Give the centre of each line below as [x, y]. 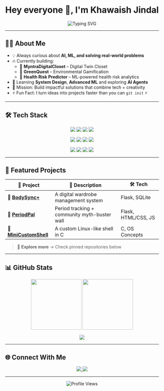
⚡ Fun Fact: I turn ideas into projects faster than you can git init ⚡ [80, 93]
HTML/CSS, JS [138, 218]
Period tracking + [74, 209]
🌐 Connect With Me [36, 357]
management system [79, 200]
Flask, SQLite [136, 197]
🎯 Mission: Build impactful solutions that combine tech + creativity [79, 87]
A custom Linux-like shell [84, 229]
